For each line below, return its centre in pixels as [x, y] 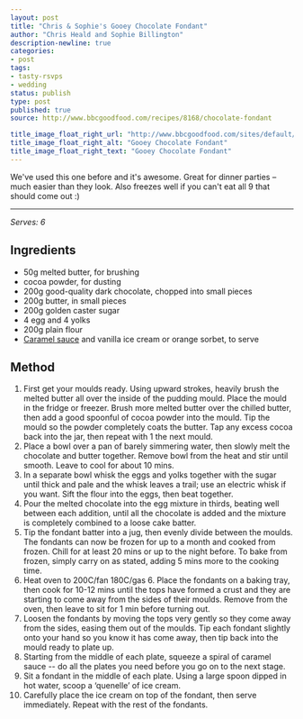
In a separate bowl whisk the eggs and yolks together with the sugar [150, 475]
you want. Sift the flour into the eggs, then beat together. [128, 494]
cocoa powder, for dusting [72, 281]
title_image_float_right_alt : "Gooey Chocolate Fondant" [119, 143]
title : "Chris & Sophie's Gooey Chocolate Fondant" [109, 26]
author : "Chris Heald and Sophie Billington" [97, 34]
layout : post [35, 18]
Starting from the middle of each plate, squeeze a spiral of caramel [147, 657]
